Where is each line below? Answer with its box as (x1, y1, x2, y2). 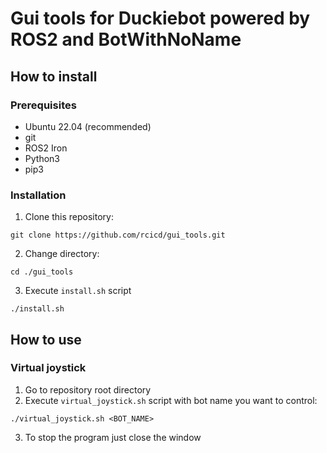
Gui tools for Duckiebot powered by (10, 7, 311, 30)
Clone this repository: (24, 211, 114, 223)
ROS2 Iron (24, 142, 68, 154)
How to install (10, 68, 98, 85)
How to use (10, 331, 82, 348)
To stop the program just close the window (24, 431, 202, 443)
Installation (10, 188, 67, 202)
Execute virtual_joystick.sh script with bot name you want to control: (24, 394, 318, 406)
